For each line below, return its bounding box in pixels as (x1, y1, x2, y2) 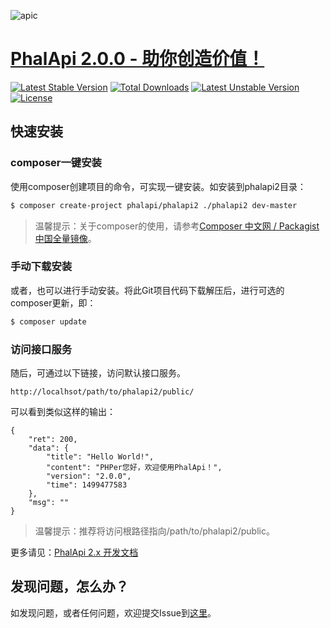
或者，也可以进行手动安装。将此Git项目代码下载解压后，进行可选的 (10, 284, 285, 296)
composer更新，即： (10, 296, 97, 309)
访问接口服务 (10, 342, 73, 356)
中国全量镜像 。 (34, 232, 97, 244)
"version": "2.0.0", (46, 471, 132, 481)
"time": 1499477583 (46, 480, 128, 490)
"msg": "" (28, 497, 70, 507)
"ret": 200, (28, 434, 78, 444)
